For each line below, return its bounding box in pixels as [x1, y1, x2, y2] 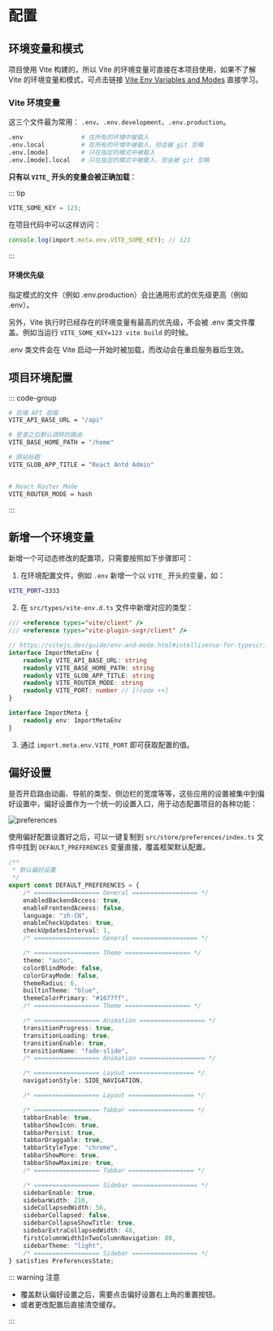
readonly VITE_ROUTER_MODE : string [23, 679, 144, 687]
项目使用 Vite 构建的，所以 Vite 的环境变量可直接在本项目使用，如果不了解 [8, 65, 257, 74]
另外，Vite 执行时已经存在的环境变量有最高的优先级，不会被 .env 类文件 [8, 317, 249, 327]
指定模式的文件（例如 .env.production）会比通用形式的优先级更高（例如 [8, 290, 248, 299]
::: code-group [8, 393, 57, 403]
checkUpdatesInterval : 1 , [23, 927, 111, 935]
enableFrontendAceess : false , [23, 904, 126, 912]
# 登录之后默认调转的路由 [8, 431, 83, 439]
